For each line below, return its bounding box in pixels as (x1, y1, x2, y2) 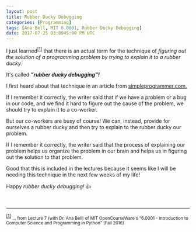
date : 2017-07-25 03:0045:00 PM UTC (6, 30, 95, 36)
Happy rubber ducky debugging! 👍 (6, 182, 92, 190)
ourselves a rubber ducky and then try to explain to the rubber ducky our (6, 123, 181, 130)
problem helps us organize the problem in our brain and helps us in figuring (6, 147, 187, 154)
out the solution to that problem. (6, 153, 83, 161)
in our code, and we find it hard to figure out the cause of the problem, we (6, 100, 184, 107)
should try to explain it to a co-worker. (6, 106, 98, 113)
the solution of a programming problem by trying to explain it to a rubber (6, 53, 181, 60)
